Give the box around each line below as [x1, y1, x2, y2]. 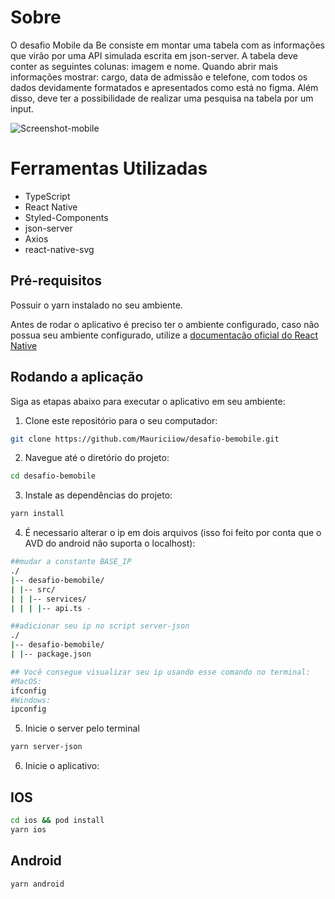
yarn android [10, 879, 65, 889]
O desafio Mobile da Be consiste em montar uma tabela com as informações [10, 39, 325, 51]
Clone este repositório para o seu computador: [24, 414, 218, 426]
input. [10, 102, 35, 115]
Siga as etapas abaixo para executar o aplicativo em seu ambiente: [10, 395, 286, 407]
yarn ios [10, 824, 47, 835]
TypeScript [24, 190, 71, 202]
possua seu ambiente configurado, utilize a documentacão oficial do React [10, 329, 319, 341]
